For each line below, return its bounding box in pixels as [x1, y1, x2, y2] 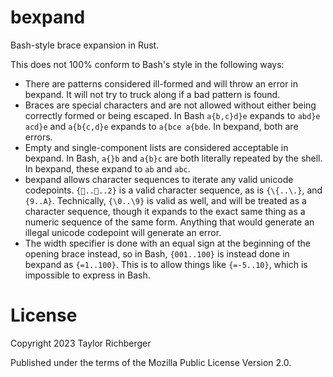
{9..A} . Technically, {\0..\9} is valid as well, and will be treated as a [24, 194, 307, 206]
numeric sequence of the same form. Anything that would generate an [24, 216, 315, 228]
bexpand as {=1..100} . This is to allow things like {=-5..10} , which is [24, 258, 308, 270]
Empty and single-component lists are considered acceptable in [24, 141, 289, 153]
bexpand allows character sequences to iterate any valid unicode [24, 173, 294, 185]
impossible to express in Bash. [24, 269, 151, 281]
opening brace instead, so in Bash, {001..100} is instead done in [24, 247, 290, 260]
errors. [24, 131, 53, 143]
